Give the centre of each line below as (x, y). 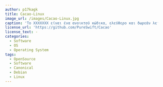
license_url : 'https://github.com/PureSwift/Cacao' (58, 28)
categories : (17, 37)
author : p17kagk (21, 9)
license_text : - (21, 32)
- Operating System (29, 50)
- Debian (18, 72)
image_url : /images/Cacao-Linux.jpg (42, 18)
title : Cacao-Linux (25, 14)
